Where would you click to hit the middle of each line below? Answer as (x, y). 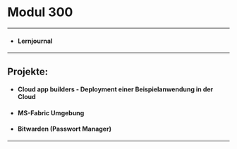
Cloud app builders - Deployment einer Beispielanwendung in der (115, 89)
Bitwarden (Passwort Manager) (64, 129)
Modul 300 (40, 12)
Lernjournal (35, 41)
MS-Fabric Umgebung (51, 112)
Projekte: (28, 71)
